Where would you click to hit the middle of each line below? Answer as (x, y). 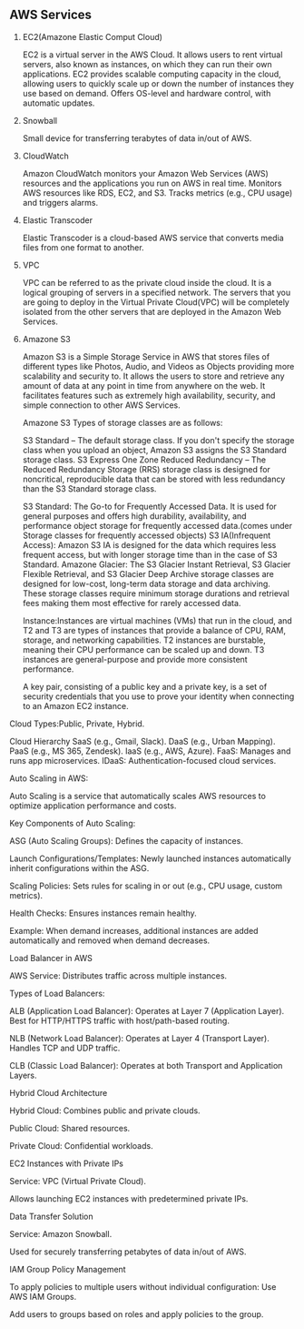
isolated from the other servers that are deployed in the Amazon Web (152, 311)
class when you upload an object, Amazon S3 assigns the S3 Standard (155, 450)
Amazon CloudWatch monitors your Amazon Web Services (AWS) (146, 173)
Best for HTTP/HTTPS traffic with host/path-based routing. (119, 1020)
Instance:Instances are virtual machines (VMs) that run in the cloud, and (157, 620)
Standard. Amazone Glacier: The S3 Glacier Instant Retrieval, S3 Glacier (157, 564)
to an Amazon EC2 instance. (75, 705)
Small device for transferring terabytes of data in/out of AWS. (137, 138)
